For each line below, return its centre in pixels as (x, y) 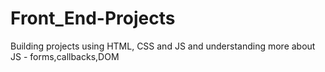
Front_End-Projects (93, 18)
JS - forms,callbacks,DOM (65, 56)
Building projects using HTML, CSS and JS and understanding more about (163, 46)
